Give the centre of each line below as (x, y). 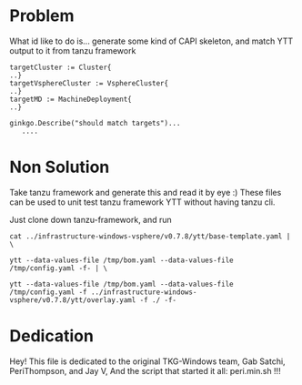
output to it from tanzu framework (73, 50)
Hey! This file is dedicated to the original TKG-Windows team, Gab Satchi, (147, 361)
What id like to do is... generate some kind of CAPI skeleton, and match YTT (151, 41)
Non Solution (60, 167)
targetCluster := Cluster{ (60, 67)
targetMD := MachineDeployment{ (70, 99)
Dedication (51, 336)
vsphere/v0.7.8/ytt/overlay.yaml (73, 300)
